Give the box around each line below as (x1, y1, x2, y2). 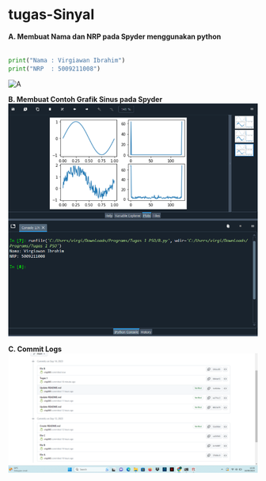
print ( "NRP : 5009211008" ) (8, 65, 101, 73)
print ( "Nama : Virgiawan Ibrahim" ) (8, 56, 126, 64)
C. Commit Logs (8, 344, 62, 354)
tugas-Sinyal (8, 6, 95, 24)
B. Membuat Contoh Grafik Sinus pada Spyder (8, 94, 163, 104)
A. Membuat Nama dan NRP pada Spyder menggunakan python (8, 32, 222, 41)
